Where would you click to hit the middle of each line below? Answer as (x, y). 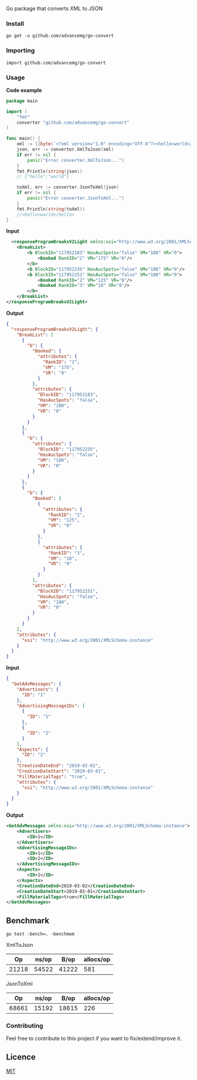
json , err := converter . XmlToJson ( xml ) (65, 150)
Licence (21, 1057)
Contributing (25, 1026)
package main (22, 101)
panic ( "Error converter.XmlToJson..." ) (76, 160)
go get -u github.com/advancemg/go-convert (60, 36)
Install (15, 23)
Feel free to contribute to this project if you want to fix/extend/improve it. (94, 1038)
